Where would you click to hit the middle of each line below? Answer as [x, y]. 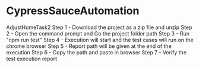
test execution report [32, 59]
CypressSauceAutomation [73, 11]
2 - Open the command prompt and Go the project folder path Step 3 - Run [98, 33]
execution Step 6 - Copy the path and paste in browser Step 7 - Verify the [97, 52]
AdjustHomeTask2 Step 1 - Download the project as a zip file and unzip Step [99, 27]
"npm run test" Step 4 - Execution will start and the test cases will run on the [100, 40]
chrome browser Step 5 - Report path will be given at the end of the [89, 46]
